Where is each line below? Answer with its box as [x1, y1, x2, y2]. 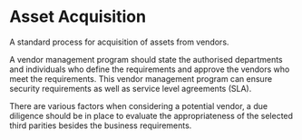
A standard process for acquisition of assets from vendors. [9, 36, 229, 47]
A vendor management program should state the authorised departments [9, 54, 283, 65]
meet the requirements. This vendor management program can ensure [9, 73, 273, 84]
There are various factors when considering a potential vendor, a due [9, 100, 268, 111]
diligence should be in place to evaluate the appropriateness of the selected [9, 110, 293, 121]
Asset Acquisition [9, 6, 147, 27]
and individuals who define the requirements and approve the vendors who [9, 64, 290, 75]
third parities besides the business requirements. [9, 120, 192, 131]
